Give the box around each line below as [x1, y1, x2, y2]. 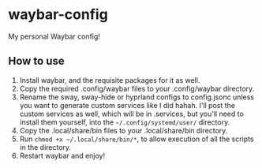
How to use [8, 54, 65, 68]
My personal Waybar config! [8, 32, 101, 41]
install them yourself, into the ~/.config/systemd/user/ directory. [19, 117, 230, 127]
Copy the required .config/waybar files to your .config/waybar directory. [19, 84, 255, 93]
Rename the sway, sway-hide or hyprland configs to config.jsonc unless [19, 92, 255, 102]
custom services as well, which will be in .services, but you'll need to [19, 109, 245, 118]
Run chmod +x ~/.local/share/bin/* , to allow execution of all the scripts [19, 134, 254, 144]
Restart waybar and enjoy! [19, 151, 105, 160]
